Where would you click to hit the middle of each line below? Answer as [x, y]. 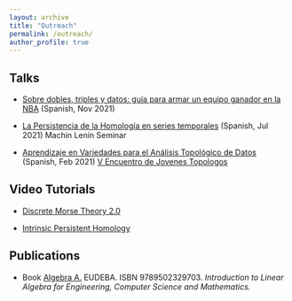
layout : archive [39, 17]
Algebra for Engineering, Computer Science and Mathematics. [136, 286]
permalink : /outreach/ [51, 34]
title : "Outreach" [43, 26]
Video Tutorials [52, 190]
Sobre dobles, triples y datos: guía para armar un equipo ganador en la [151, 99]
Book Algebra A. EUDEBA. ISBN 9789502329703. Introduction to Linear [153, 277]
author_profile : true [49, 42]
